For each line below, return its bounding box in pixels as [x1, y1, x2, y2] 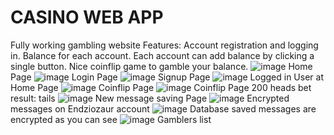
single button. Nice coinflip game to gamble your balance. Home [10, 60, 313, 72]
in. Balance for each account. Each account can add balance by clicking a [10, 49, 315, 61]
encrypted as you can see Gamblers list [10, 113, 212, 125]
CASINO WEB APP [10, 6, 164, 29]
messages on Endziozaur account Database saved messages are [10, 102, 317, 115]
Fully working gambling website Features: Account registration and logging [10, 39, 319, 51]
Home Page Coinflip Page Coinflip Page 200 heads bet [10, 81, 312, 93]
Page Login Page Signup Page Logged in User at [10, 71, 324, 83]
